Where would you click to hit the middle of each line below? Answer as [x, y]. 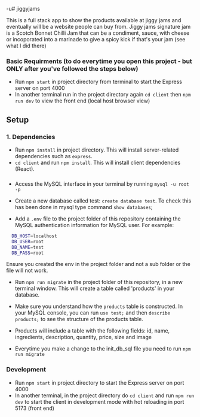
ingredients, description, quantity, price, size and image [83, 337]
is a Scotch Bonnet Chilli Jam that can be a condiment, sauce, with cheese [98, 33]
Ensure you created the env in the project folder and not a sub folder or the [99, 264]
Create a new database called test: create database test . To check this [103, 201]
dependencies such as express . [53, 156]
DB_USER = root [28, 241]
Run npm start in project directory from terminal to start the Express [98, 82]
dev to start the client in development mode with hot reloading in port [99, 401]
